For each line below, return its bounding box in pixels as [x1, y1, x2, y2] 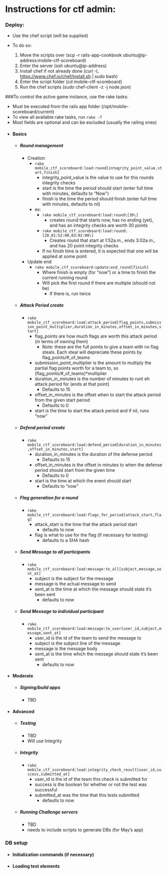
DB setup [5, 839, 28, 846]
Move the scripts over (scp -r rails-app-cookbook [19, 52, 122, 58]
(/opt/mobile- [101, 104, 129, 110]
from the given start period [34, 397, 90, 403]
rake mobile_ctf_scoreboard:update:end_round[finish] [34, 265, 149, 270]
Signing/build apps [19, 685, 61, 691]
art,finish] [34, 170, 60, 175]
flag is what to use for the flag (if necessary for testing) [34, 532, 149, 538]
